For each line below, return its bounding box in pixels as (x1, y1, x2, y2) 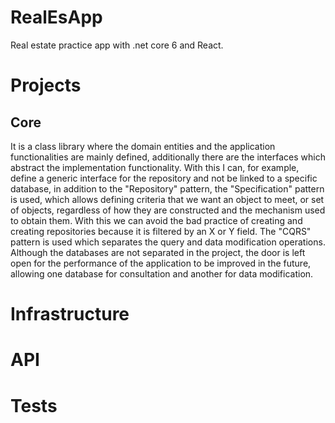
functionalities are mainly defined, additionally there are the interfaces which (10, 151, 326, 163)
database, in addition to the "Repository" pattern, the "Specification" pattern (10, 182, 325, 195)
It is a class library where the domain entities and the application (10, 140, 276, 152)
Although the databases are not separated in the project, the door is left (10, 246, 306, 258)
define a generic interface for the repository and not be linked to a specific (10, 172, 318, 184)
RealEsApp (10, 6, 103, 29)
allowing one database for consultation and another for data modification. (10, 267, 314, 280)
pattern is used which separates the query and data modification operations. (10, 236, 326, 248)
